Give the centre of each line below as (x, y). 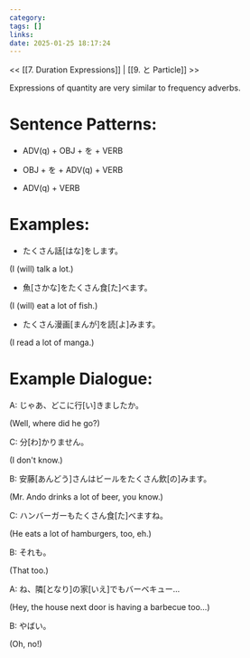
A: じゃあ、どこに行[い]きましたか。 (77, 405)
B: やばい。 (30, 626)
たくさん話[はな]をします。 (73, 251)
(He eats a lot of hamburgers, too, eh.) (80, 534)
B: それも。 (30, 552)
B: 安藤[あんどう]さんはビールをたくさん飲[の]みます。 (111, 479)
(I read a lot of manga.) (52, 343)
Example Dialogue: (81, 379)
